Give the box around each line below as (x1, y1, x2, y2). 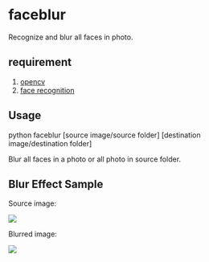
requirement (8, 55, 72, 69)
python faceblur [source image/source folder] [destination (8, 130, 201, 140)
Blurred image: (8, 229, 58, 239)
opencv (19, 76, 46, 86)
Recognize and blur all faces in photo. (8, 32, 133, 42)
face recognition (19, 85, 75, 95)
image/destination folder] (8, 138, 92, 148)
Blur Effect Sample (8, 177, 104, 190)
